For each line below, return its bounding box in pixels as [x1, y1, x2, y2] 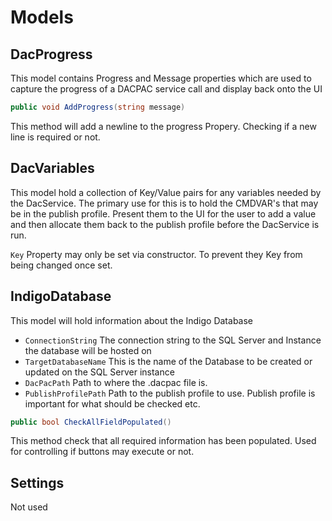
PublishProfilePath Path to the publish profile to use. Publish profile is [24, 387, 316, 399]
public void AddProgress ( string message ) [10, 102, 186, 112]
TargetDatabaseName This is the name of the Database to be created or [24, 355, 313, 367]
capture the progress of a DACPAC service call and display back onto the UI [10, 83, 323, 95]
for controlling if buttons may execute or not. [10, 446, 195, 458]
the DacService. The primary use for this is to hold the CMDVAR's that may [10, 197, 319, 209]
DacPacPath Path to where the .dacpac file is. [24, 376, 208, 388]
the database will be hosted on [24, 344, 152, 356]
